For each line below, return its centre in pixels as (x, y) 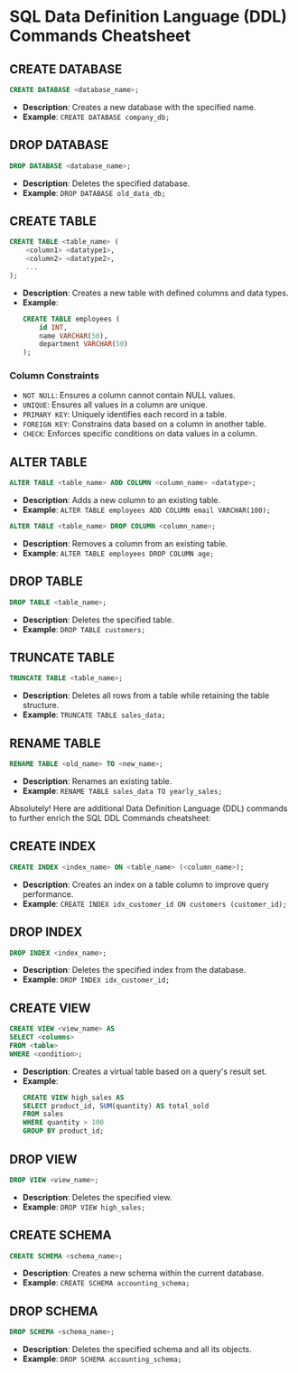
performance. (48, 894)
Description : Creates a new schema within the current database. (143, 1273)
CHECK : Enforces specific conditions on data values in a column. (140, 434)
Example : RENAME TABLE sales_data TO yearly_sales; (122, 791)
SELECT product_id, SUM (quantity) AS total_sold (116, 1106)
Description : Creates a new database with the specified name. (139, 107)
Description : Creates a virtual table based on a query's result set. (144, 1071)
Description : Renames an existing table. (97, 781)
